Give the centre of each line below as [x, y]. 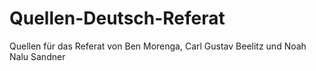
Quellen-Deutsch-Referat [117, 18]
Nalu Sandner [37, 56]
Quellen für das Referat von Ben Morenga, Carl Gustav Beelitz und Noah [158, 46]
